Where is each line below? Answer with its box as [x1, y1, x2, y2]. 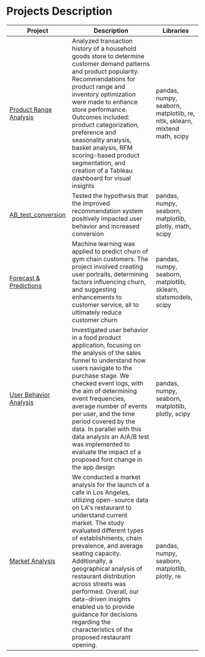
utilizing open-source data [72, 495, 149, 504]
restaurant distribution [72, 572, 136, 580]
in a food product [72, 333, 121, 342]
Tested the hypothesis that [72, 191, 148, 199]
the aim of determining [72, 386, 137, 395]
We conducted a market [72, 473, 141, 481]
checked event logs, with [72, 379, 143, 387]
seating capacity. [72, 549, 121, 558]
